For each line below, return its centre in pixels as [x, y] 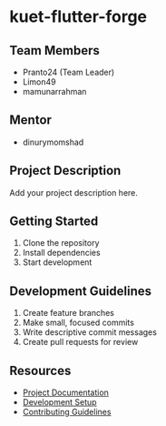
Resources [40, 370]
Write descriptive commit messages [89, 332]
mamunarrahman [54, 91]
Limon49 [39, 82]
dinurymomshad [53, 142]
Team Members [54, 51]
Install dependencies [62, 253]
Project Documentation [65, 392]
